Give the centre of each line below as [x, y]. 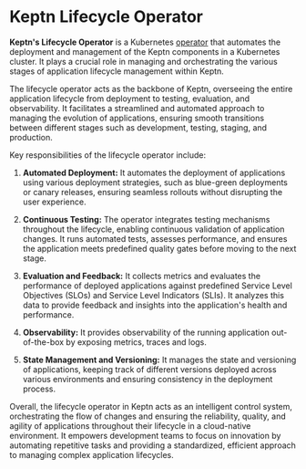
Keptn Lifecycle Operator [106, 17]
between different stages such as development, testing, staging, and [138, 127]
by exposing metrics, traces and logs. [137, 342]
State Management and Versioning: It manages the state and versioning [159, 360]
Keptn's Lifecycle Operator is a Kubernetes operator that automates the [145, 42]
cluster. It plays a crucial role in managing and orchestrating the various [143, 61]
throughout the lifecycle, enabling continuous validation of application [153, 229]
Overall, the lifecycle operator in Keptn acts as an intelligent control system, [151, 406]
